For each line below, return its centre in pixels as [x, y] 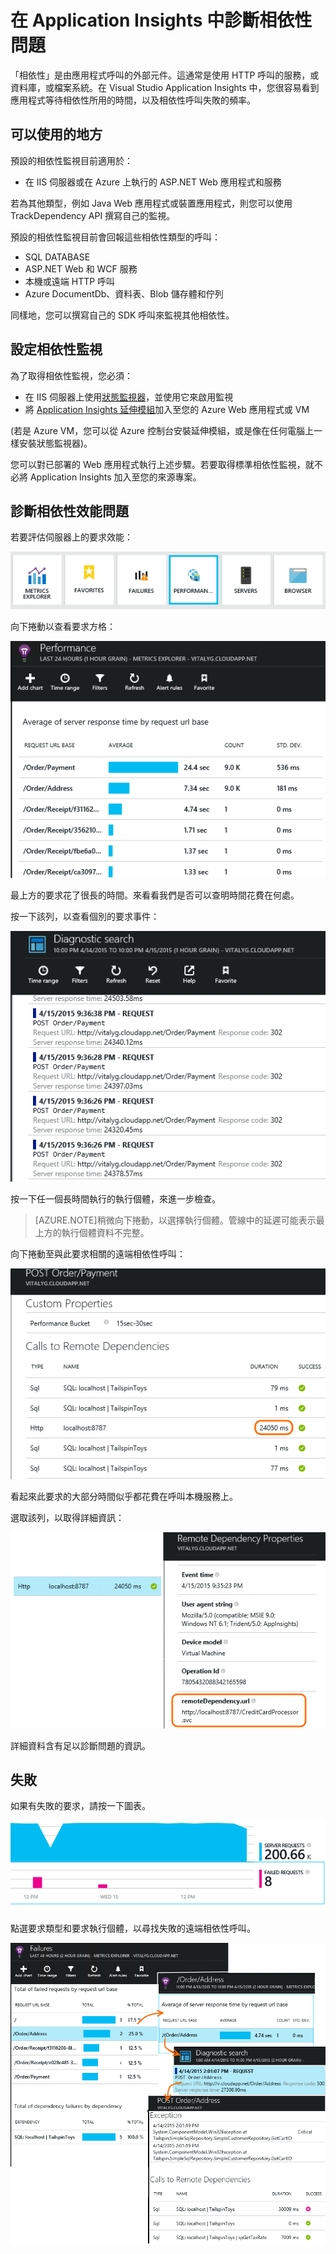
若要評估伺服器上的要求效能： [71, 537]
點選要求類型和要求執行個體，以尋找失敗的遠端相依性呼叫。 [133, 1928]
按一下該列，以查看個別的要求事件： [85, 916]
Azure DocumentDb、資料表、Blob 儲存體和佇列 [124, 293]
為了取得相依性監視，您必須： [71, 375]
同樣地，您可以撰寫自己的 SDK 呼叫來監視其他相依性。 [122, 315]
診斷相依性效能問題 [69, 511]
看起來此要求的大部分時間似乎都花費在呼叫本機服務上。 [124, 1497]
